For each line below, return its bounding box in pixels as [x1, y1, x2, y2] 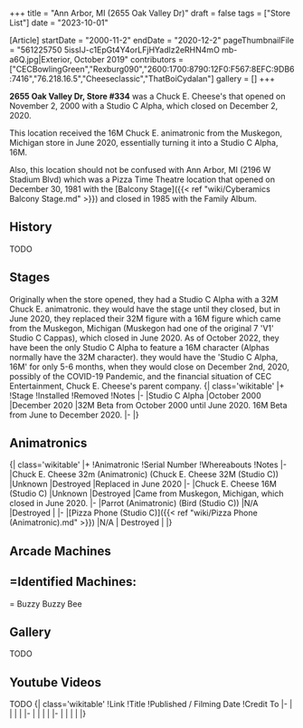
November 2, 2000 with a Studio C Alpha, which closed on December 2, [9, 101, 279, 111]
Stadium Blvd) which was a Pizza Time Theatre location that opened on [9, 174, 276, 185]
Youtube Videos [9, 675, 102, 690]
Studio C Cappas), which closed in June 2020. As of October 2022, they [9, 332, 279, 343]
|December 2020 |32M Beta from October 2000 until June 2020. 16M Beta [9, 399, 288, 410]
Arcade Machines [9, 543, 111, 559]
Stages [9, 270, 51, 285]
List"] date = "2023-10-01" [9, 17, 109, 28]
